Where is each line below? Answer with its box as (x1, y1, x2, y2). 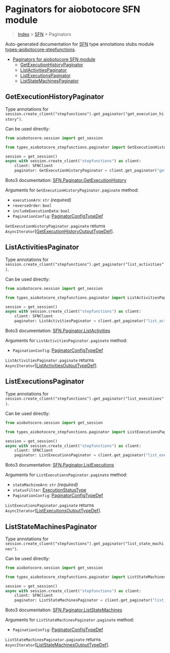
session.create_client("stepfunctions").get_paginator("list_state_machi (5, 541, 164, 546)
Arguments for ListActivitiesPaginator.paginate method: (5, 338, 127, 344)
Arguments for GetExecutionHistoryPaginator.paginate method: (5, 187, 139, 193)
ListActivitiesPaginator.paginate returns (5, 357, 95, 364)
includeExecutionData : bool (12, 208, 70, 214)
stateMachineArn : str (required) (12, 481, 78, 488)
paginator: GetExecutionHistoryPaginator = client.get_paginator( (14, 168, 157, 173)
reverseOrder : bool (12, 202, 52, 208)
